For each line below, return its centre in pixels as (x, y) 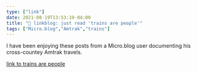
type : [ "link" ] (26, 12)
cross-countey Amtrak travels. (44, 52)
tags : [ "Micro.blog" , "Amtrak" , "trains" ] (58, 29)
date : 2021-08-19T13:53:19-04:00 (49, 17)
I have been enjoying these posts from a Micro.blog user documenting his (98, 46)
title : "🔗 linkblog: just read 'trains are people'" (74, 23)
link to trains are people (36, 64)
